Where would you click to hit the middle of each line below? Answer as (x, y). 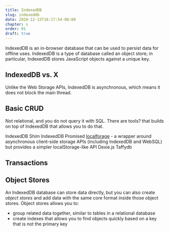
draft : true (18, 34)
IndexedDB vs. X (32, 75)
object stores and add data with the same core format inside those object (82, 198)
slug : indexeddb (22, 15)
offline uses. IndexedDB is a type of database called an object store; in (79, 53)
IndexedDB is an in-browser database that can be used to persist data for (82, 48)
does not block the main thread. (39, 93)
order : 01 (16, 29)
